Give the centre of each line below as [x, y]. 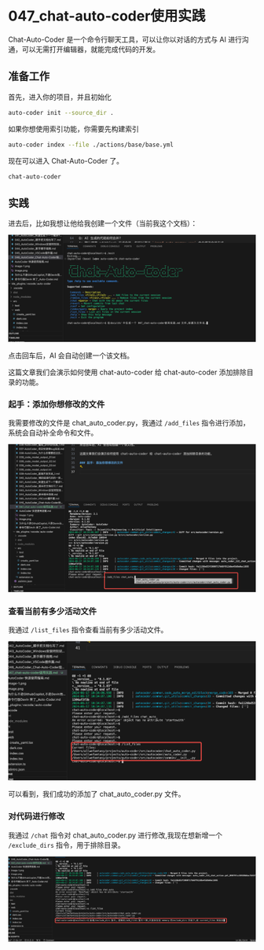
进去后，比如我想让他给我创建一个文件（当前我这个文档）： [103, 223]
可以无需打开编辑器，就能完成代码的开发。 [90, 49]
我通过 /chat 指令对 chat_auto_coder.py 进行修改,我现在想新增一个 [115, 835]
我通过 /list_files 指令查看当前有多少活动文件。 [88, 630]
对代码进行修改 [37, 816]
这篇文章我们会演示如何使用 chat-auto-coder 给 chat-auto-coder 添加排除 [128, 372]
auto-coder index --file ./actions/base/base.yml [91, 145]
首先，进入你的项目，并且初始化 [60, 97]
